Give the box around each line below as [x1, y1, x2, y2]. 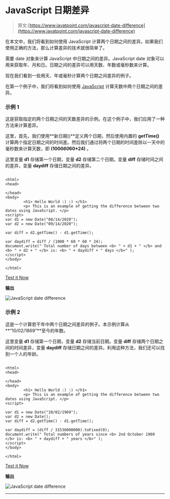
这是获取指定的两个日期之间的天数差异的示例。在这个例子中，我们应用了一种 [5, 116, 165, 122]
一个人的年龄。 [9, 351, 41, 357]
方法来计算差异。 [5, 122, 41, 128]
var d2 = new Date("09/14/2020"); [5, 221, 78, 226]
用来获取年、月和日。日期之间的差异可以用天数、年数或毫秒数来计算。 [5, 62, 152, 68]
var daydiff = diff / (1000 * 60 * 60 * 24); [5, 239, 103, 244]
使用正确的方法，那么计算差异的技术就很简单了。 [5, 44, 107, 51]
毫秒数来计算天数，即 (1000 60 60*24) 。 [5, 146, 92, 152]
